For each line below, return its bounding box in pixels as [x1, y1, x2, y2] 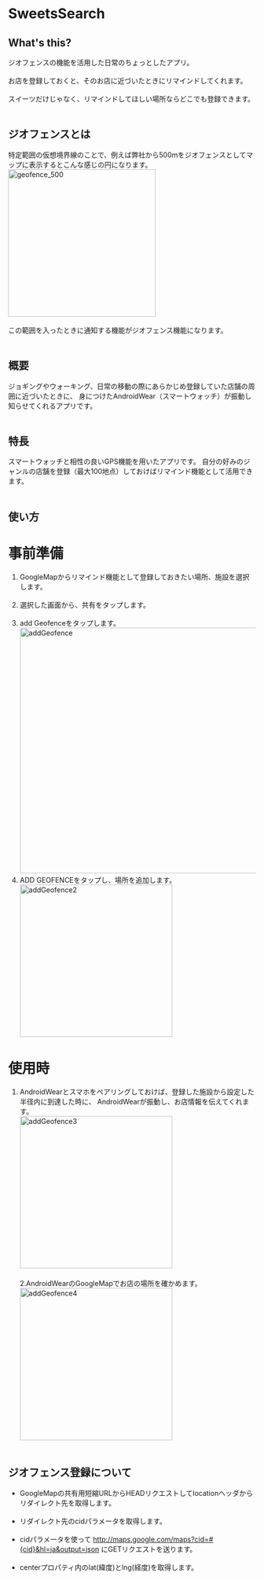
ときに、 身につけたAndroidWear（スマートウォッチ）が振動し [49, 391, 252, 401]
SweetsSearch [8, 5, 106, 23]
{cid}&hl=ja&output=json [19, 1544, 100, 1553]
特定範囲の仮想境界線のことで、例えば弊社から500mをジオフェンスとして [8, 150, 247, 160]
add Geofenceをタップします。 [19, 618, 120, 627]
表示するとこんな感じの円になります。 [28, 160, 152, 169]
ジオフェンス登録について [8, 1466, 132, 1479]
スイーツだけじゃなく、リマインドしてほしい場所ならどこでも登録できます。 [8, 94, 255, 103]
